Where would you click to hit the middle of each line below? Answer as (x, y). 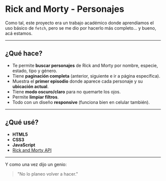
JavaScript (24, 145)
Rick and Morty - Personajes (65, 9)
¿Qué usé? (22, 122)
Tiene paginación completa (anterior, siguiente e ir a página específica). (86, 76)
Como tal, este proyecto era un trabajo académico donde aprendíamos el (80, 23)
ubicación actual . (30, 86)
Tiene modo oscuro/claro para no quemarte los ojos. (66, 91)
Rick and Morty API (32, 150)
